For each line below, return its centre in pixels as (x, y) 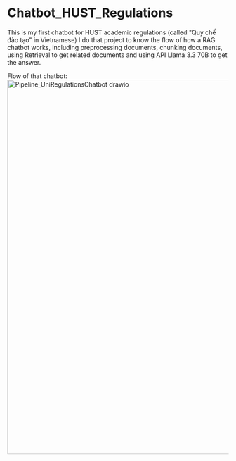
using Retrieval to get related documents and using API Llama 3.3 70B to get (117, 55)
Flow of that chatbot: (38, 76)
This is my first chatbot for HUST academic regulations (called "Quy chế (112, 32)
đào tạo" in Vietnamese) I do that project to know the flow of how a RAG (111, 39)
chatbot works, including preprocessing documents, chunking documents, (115, 47)
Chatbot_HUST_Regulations (90, 13)
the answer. (24, 62)
